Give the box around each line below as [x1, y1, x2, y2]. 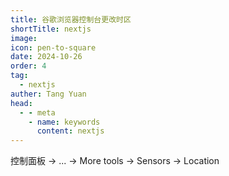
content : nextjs [36, 126, 105, 136]
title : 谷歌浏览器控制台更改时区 [10, 14, 132, 25]
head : [10, 98, 33, 108]
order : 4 [10, 61, 47, 71]
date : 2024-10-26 [10, 52, 83, 62]
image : [10, 33, 38, 43]
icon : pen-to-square [10, 42, 97, 53]
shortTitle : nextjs [10, 24, 92, 34]
